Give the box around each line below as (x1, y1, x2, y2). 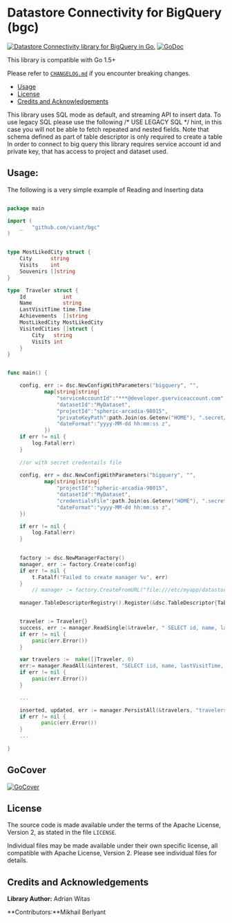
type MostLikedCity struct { (7, 249, 91, 256)
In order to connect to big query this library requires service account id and (7, 139, 221, 148)
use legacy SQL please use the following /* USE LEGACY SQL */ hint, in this (7, 117, 222, 126)
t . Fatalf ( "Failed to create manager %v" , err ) (32, 574, 168, 581)
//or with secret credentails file (19, 459, 122, 466)
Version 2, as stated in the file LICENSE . (7, 828, 117, 837)
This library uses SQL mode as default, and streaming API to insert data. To (7, 110, 221, 119)
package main (7, 205, 45, 212)
